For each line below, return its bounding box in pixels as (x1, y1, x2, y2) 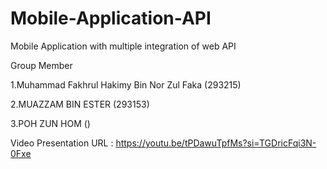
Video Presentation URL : (10, 137, 114, 149)
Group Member (10, 59, 73, 71)
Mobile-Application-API (10, 7, 212, 30)
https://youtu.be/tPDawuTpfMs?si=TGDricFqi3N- (115, 137, 317, 149)
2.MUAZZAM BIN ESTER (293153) (10, 98, 150, 110)
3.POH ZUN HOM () (10, 117, 91, 129)
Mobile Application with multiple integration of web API (10, 40, 237, 52)
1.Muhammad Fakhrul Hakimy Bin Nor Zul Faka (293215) (10, 78, 242, 91)
